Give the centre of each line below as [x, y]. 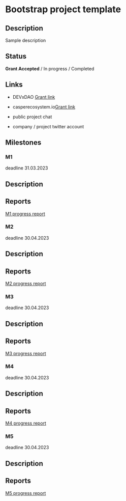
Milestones [23, 143]
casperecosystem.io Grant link [44, 107]
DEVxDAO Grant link [34, 97]
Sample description [26, 40]
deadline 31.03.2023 [27, 168]
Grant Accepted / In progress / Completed [50, 68]
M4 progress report [26, 423]
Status [16, 56]
